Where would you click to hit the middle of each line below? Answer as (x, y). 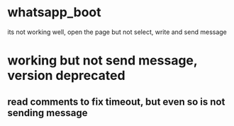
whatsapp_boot (54, 12)
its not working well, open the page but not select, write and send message (117, 32)
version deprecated (66, 76)
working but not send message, (102, 61)
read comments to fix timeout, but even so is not (116, 102)
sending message (48, 113)
